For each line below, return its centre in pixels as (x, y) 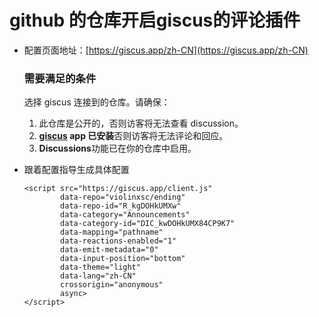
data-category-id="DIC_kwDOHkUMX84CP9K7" (148, 224)
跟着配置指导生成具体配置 (76, 170)
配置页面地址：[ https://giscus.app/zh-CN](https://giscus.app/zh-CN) (166, 50)
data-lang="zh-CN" (98, 276)
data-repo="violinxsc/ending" (123, 197)
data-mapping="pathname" (112, 232)
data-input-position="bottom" (123, 259)
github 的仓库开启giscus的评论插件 (155, 20)
